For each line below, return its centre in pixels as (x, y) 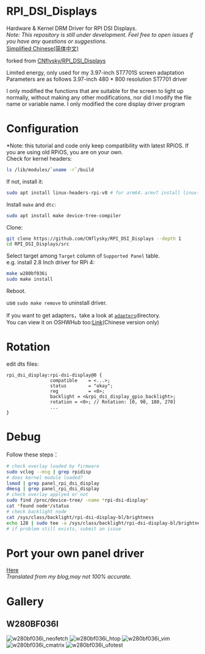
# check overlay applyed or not (47, 495)
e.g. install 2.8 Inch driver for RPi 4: (51, 262)
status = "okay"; (81, 386)
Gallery (25, 601)
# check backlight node (37, 511)
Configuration (43, 129)
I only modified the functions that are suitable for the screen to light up (95, 91)
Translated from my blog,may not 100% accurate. (69, 577)
